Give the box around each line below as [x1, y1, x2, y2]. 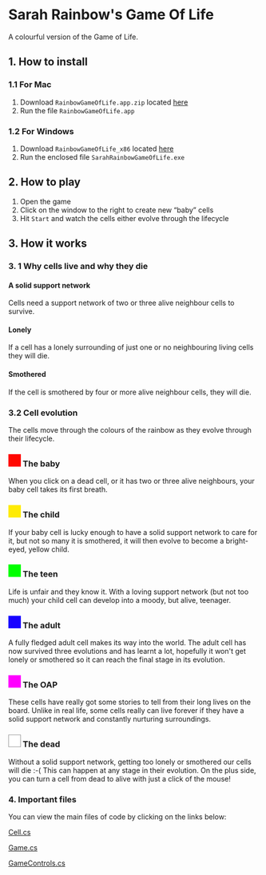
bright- [225, 536, 249, 545]
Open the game [19, 196, 72, 206]
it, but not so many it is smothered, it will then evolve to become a [8, 536, 224, 545]
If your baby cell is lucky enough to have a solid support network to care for [8, 527, 258, 536]
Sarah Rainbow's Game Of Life [8, 6, 214, 24]
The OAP [22, 679, 58, 691]
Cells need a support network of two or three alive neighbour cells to [8, 298, 235, 308]
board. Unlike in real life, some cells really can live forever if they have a [8, 706, 244, 715]
